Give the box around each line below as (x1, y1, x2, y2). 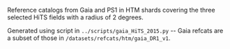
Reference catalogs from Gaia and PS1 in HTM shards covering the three (7, 6, 215, 14)
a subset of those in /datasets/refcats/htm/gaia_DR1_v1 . (7, 34, 171, 42)
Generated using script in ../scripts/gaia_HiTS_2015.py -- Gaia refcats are (7, 27, 224, 35)
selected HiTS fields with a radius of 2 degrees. (7, 13, 144, 21)
